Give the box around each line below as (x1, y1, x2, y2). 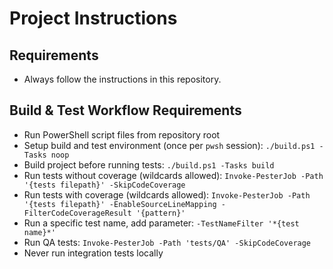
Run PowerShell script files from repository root (23, 128, 221, 141)
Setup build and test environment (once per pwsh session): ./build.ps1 (23, 139, 316, 151)
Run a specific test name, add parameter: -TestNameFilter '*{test (23, 217, 300, 229)
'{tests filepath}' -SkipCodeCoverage (23, 180, 186, 190)
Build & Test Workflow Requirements (9, 102, 242, 119)
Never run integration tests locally (23, 247, 164, 259)
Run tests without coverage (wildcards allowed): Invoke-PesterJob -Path (23, 169, 324, 181)
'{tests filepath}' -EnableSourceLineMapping (23, 199, 217, 209)
